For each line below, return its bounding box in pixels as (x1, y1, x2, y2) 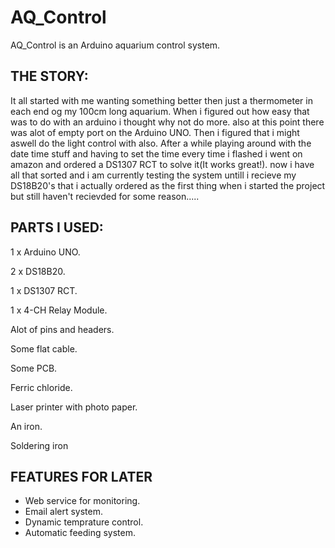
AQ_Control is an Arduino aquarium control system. (10, 39, 221, 51)
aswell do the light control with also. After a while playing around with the (10, 137, 312, 149)
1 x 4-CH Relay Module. (10, 304, 108, 316)
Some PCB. (10, 362, 58, 374)
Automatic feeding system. (24, 527, 137, 539)
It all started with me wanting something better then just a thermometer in (10, 94, 313, 106)
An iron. (10, 420, 43, 432)
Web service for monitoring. (24, 495, 141, 507)
